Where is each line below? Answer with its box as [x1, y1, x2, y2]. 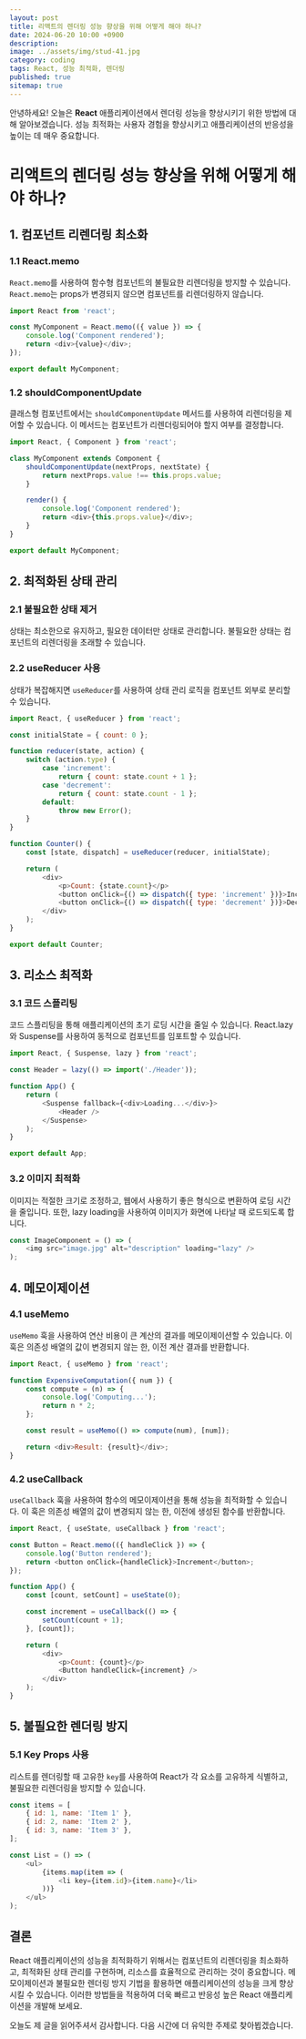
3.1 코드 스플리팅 [9, 997, 78, 1010]
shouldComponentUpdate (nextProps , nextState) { [25, 462, 209, 472]
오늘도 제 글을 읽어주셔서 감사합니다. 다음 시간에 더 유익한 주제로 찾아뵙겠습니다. [9, 2019, 294, 2031]
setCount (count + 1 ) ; [42, 1616, 125, 1625]
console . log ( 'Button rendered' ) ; [25, 1549, 153, 1558]
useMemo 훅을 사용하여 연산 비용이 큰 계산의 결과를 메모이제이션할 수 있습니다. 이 [9, 1330, 293, 1341]
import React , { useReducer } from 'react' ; [9, 714, 181, 723]
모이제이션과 [9, 1977, 55, 1988]
